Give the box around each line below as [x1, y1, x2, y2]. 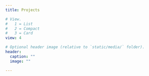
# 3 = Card [5, 31, 33, 36]
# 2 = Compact [5, 26, 40, 31]
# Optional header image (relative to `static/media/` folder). [5, 45, 145, 50]
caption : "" [10, 54, 36, 59]
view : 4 [5, 35, 22, 41]
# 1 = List [5, 21, 33, 26]
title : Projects [5, 7, 40, 13]
